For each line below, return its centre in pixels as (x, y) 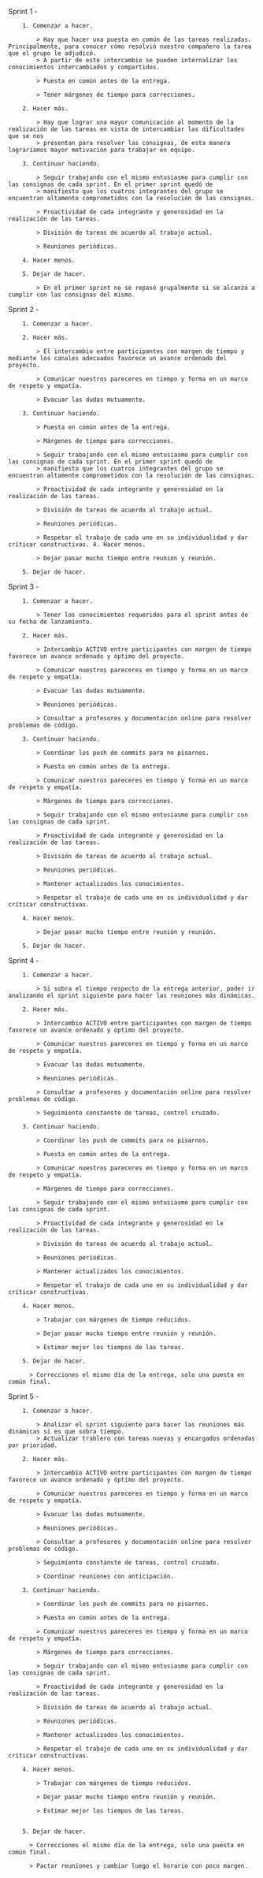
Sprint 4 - (24, 960)
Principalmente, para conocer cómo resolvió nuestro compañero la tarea (130, 46)
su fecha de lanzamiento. (50, 622)
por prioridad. (33, 1445)
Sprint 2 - (24, 309)
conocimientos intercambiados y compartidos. (84, 67)
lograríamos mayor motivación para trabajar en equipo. (102, 150)
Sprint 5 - (24, 1396)
